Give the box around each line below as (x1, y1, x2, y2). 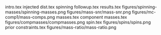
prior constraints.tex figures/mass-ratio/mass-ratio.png (5, 24, 116, 30)
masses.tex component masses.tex (56, 14, 127, 20)
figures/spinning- (122, 4, 157, 10)
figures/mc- (132, 9, 156, 15)
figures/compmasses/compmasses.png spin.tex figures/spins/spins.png (5, 19, 151, 25)
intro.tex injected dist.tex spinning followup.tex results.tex (5, 4, 121, 10)
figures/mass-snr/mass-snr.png (67, 9, 131, 15)
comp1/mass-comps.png (5, 14, 55, 20)
